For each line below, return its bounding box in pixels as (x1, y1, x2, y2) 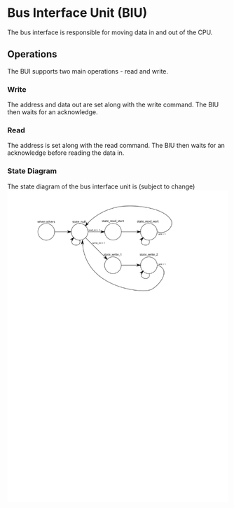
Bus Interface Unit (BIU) (7, 5, 148, 21)
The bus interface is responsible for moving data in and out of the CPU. (7, 28, 213, 36)
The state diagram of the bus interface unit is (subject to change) (7, 182, 195, 191)
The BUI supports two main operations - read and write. (7, 67, 169, 75)
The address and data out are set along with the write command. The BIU (7, 100, 219, 109)
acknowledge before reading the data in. (7, 149, 125, 157)
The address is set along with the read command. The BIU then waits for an (7, 142, 226, 150)
